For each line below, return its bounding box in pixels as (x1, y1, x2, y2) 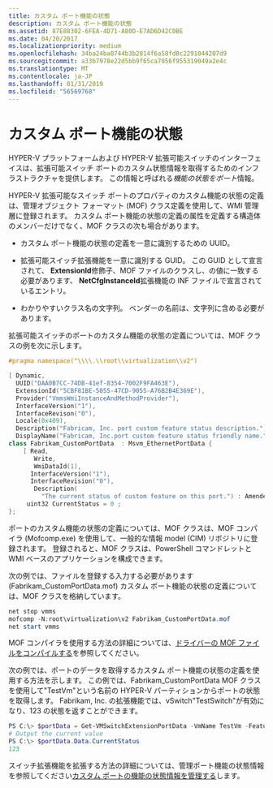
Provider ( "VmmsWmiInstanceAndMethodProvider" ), (15, 394, 180, 403)
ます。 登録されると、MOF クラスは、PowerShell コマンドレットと (29, 543, 253, 553)
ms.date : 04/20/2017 (8, 34, 79, 43)
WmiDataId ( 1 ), (33, 462, 82, 471)
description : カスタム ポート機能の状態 (8, 19, 132, 28)
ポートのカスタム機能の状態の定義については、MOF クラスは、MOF (8, 523, 235, 532)
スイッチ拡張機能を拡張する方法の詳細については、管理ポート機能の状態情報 (8, 760, 265, 770)
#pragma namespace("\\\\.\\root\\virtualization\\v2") (8, 357, 198, 365)
